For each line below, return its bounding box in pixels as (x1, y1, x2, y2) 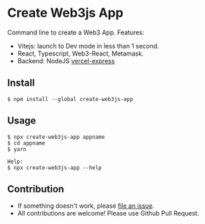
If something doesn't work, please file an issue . (17, 202, 154, 210)
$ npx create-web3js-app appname (7, 133, 105, 140)
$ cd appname (7, 139, 46, 147)
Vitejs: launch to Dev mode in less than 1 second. (17, 41, 159, 50)
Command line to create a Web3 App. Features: (7, 28, 145, 37)
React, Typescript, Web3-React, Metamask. (17, 49, 144, 58)
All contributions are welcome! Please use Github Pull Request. (17, 209, 199, 218)
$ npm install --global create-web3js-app (7, 95, 133, 103)
